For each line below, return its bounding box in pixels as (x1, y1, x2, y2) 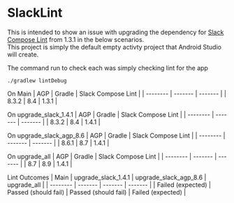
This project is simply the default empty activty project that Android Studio (7, 43, 222, 51)
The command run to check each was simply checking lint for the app (7, 63, 208, 72)
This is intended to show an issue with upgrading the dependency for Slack (7, 28, 224, 36)
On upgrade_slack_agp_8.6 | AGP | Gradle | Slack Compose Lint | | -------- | (7, 131, 226, 140)
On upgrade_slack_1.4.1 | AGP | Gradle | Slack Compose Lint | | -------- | (7, 110, 214, 119)
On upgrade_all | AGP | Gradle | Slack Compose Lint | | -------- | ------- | (7, 152, 217, 160)
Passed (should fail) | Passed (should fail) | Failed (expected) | (7, 188, 187, 196)
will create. (7, 50, 39, 59)
